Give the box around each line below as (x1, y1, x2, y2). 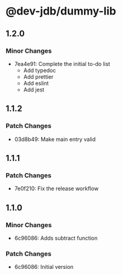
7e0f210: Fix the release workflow (14, 185, 99, 192)
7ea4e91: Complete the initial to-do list (14, 60, 111, 67)
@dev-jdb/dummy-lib (5, 4, 117, 18)
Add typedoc (23, 67, 56, 74)
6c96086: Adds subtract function (14, 234, 98, 242)
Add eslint (23, 79, 49, 87)
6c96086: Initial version (14, 263, 74, 271)
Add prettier (23, 73, 54, 80)
